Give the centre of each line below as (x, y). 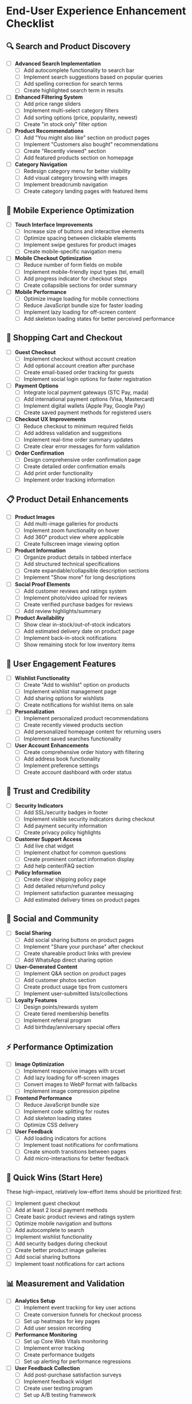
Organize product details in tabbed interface (78, 557)
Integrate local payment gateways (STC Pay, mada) (86, 393)
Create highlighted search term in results (73, 90)
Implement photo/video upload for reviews (75, 598)
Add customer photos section (60, 980)
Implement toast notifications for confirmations (81, 1145)
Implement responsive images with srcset (74, 1071)
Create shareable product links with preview (77, 953)
